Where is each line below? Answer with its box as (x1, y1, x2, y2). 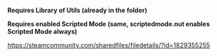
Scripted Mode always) (7, 28, 78, 35)
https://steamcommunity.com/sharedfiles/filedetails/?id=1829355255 (7, 41, 211, 49)
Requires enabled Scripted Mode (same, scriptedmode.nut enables (7, 20, 210, 28)
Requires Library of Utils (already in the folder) (7, 6, 148, 14)
